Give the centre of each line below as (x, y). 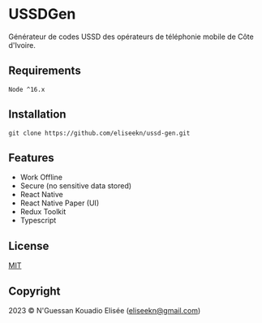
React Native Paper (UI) (60, 203)
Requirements (45, 71)
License (29, 245)
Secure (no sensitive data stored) (76, 186)
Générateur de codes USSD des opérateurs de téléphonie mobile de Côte (131, 37)
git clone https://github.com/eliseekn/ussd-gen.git (99, 133)
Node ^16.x (27, 89)
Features (31, 158)
